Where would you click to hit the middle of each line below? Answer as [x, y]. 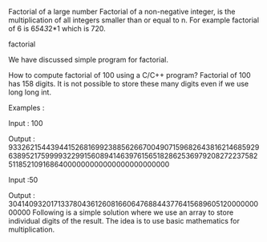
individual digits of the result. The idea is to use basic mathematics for [124, 221]
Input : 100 [26, 123]
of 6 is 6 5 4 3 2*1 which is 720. [57, 28]
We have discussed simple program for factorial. [89, 60]
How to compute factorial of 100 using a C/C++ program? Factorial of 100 [129, 75]
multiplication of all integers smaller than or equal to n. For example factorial [133, 20]
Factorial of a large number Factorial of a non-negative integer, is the [122, 12]
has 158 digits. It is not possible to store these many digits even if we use [129, 84]
